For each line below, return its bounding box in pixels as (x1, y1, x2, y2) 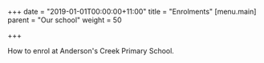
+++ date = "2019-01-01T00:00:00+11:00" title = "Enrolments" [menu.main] (7, 7, 257, 16)
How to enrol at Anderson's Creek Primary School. (7, 46, 174, 55)
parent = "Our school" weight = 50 (7, 15, 122, 25)
